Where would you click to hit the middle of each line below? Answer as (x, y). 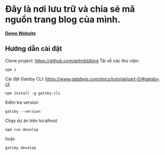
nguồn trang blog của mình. (63, 19)
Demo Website (20, 33)
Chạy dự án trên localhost (31, 120)
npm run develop (22, 129)
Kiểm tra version (22, 102)
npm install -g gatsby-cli (33, 93)
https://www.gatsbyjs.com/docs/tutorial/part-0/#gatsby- (102, 79)
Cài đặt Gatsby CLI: (25, 79)
